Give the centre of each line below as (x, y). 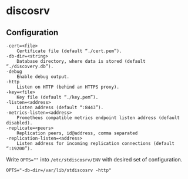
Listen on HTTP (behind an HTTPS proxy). (68, 87)
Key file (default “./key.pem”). (58, 97)
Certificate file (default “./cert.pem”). (69, 51)
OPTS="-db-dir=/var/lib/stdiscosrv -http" (59, 170)
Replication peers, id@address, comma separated (77, 133)
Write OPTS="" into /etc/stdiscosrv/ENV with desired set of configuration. (94, 159)
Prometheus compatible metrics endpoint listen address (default (98, 118)
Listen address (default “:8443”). (60, 107)
